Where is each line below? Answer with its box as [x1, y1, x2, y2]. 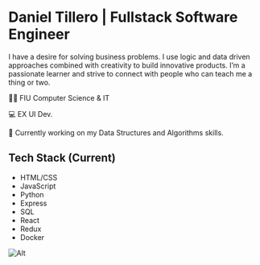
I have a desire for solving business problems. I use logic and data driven [8, 52, 251, 61]
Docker [19, 232, 45, 242]
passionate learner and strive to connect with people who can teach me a [8, 68, 253, 78]
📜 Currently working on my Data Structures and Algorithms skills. [8, 127, 224, 137]
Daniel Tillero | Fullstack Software [8, 8, 238, 27]
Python [19, 189, 44, 199]
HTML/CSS [19, 172, 58, 182]
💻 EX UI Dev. [8, 109, 53, 118]
